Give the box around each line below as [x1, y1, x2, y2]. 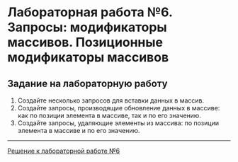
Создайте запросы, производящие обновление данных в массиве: [17, 104, 220, 112]
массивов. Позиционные [7, 35, 164, 50]
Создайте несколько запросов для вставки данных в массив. [17, 96, 205, 105]
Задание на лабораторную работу [7, 77, 168, 89]
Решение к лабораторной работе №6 [7, 146, 120, 155]
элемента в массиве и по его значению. [17, 127, 140, 134]
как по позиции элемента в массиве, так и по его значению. [17, 111, 202, 120]
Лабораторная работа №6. [7, 4, 173, 21]
